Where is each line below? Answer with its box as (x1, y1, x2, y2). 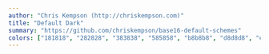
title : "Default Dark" (8, 19, 84, 27)
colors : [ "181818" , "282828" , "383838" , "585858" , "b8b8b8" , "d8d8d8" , (8, 33, 253, 42)
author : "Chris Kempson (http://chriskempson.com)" (8, 11, 184, 20)
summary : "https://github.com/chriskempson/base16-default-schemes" (8, 26, 242, 34)
